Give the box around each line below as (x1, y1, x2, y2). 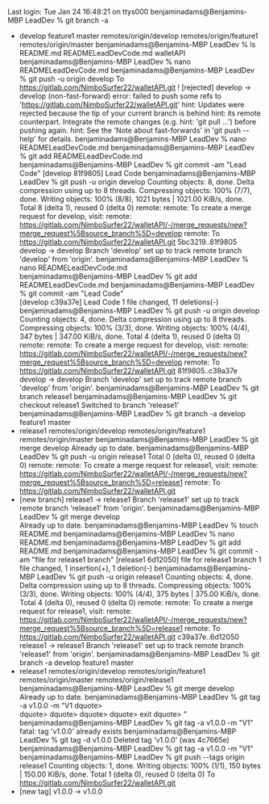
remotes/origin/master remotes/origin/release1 (19, 675, 174, 684)
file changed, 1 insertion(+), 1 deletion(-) (19, 563, 153, 573)
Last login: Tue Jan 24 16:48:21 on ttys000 (7, 7, 149, 16)
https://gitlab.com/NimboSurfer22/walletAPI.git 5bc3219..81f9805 (19, 238, 238, 246)
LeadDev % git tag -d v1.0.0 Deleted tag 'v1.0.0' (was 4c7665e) (19, 735, 230, 744)
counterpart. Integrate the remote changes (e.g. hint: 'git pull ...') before (19, 117, 257, 126)
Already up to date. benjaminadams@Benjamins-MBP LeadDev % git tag (19, 692, 261, 701)
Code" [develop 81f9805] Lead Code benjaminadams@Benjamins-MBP (19, 169, 256, 178)
